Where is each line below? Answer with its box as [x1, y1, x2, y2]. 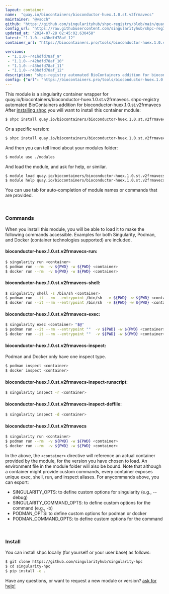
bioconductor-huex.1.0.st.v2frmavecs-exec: [5, 311, 101, 317]
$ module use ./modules [5, 154, 55, 159]
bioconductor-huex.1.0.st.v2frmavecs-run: [5, 248, 98, 254]
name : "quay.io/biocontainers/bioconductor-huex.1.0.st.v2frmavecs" [5, 12, 154, 17]
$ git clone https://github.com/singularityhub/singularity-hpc [5, 559, 143, 564]
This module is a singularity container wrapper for [5, 91, 109, 97]
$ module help [5, 178, 35, 183]
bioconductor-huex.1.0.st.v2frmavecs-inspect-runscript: [5, 379, 128, 385]
